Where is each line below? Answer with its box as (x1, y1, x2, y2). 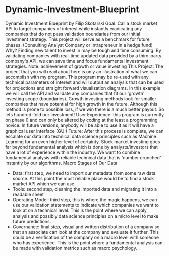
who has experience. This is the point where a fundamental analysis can (12, 239, 163, 246)
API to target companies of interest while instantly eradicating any (5, 25, 142, 31)
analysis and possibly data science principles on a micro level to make (12, 212, 159, 219)
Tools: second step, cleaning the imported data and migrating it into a (12, 186, 157, 192)
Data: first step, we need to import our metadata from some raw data (12, 169, 156, 176)
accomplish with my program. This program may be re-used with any (5, 74, 149, 80)
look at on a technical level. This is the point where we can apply (12, 207, 147, 214)
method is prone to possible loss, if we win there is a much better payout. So (5, 106, 164, 112)
